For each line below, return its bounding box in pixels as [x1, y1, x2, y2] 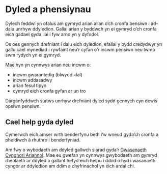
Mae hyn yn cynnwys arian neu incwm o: [5, 62, 91, 68]
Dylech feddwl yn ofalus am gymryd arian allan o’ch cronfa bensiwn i [5, 20, 150, 26]
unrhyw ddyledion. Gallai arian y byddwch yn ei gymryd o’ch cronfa [15, 25, 157, 32]
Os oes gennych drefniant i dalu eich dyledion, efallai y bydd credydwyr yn [5, 41, 162, 47]
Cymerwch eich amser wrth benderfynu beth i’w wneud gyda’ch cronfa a [5, 131, 159, 137]
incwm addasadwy [12, 77, 52, 83]
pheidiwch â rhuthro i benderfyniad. [5, 136, 80, 143]
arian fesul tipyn [12, 82, 47, 89]
